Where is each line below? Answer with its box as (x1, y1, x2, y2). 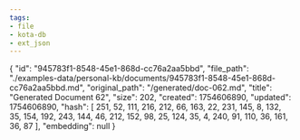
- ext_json (9, 38, 51, 48)
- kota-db (9, 30, 47, 39)
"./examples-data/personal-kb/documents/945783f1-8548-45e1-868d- (9, 73, 276, 84)
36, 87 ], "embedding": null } (9, 121, 116, 132)
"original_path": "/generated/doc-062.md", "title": (86, 82, 273, 93)
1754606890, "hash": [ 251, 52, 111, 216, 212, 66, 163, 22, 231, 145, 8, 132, (9, 101, 282, 113)
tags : (9, 13, 30, 23)
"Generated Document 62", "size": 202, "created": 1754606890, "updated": (9, 92, 292, 103)
